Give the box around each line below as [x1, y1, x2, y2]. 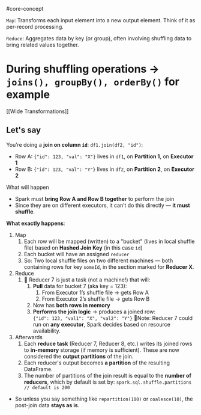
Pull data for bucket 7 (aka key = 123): [32, 282, 127, 289]
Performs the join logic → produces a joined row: [32, 308, 156, 315]
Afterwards [14, 333, 43, 340]
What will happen [6, 183, 49, 191]
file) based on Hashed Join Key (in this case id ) [23, 244, 143, 251]
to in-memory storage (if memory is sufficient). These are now [23, 346, 180, 354]
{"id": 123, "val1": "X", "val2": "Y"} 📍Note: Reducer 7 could [32, 314, 193, 321]
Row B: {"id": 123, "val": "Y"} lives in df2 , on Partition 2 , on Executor [14, 165, 195, 173]
